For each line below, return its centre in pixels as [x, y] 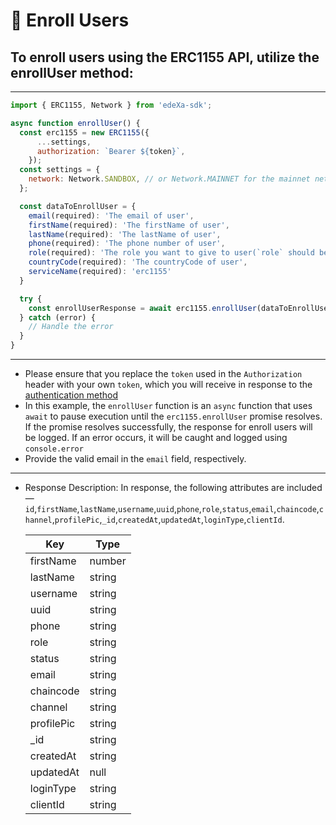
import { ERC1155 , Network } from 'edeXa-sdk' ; [111, 105]
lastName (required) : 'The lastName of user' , [125, 234]
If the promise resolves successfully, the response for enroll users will [168, 427]
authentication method [71, 395]
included [304, 487]
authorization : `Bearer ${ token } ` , [111, 151]
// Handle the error [71, 327]
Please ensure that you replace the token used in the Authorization [163, 373]
